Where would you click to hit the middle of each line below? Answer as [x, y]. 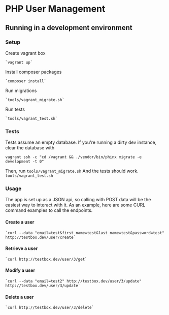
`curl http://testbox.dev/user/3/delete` [50, 308]
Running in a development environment [69, 28]
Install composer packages [33, 72]
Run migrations [21, 90]
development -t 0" [25, 162]
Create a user [20, 222]
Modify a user [20, 270]
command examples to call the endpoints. [49, 210]
